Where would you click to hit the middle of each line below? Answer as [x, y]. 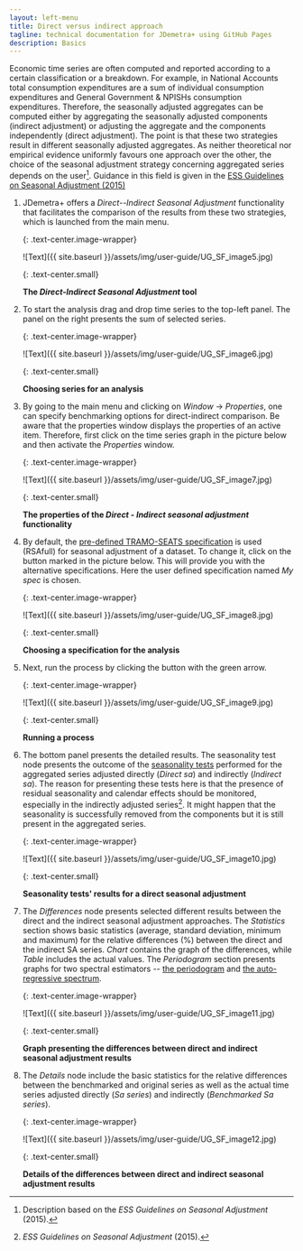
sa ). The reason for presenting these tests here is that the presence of [153, 783]
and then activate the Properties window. [98, 444]
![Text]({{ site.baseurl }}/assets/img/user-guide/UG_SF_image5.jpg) [147, 256]
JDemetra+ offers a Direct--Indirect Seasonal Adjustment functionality [153, 202]
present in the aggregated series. [84, 823]
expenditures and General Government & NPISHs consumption [126, 97]
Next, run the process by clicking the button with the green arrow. [145, 667]
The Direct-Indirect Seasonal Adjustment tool [110, 292]
